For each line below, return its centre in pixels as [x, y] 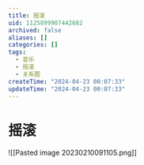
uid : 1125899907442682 [45, 23]
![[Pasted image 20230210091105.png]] [72, 153]
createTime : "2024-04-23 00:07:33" [67, 81]
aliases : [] [28, 37]
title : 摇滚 [27, 15]
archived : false [35, 30]
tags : [17, 52]
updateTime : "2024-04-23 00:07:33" [67, 89]
